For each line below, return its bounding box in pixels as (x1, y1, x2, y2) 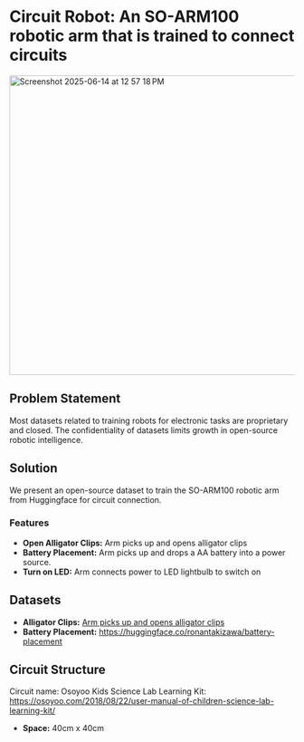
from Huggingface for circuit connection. (9, 494, 162, 505)
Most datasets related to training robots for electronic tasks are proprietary (9, 415, 289, 426)
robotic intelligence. (9, 434, 83, 445)
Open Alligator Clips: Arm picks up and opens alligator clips (22, 537, 248, 548)
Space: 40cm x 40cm (22, 723, 105, 734)
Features (9, 516, 50, 529)
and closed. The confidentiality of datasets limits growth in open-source (9, 424, 279, 436)
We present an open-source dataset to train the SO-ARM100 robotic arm (9, 485, 280, 496)
